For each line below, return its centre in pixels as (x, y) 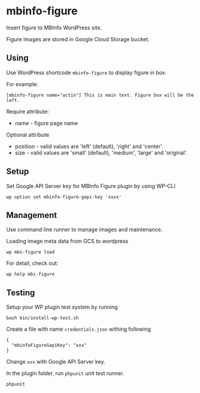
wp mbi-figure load (31, 252)
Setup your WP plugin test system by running (62, 307)
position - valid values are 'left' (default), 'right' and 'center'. (89, 146)
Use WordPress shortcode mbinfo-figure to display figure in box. (86, 72)
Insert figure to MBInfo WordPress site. (54, 28)
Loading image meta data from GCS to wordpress (67, 241)
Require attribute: (28, 111)
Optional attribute (28, 134)
